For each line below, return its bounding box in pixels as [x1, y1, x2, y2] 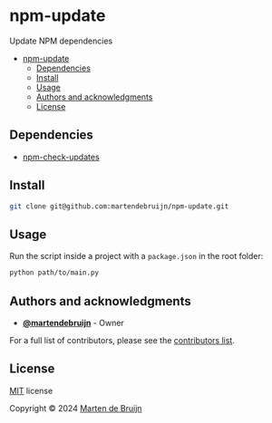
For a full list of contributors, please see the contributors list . [9, 334, 236, 345]
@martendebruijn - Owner [22, 317, 124, 328]
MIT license [9, 385, 53, 396]
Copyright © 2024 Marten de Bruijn [9, 402, 142, 413]
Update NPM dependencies [9, 35, 113, 46]
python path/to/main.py [9, 268, 100, 277]
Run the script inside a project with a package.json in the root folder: [9, 251, 264, 262]
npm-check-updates [22, 151, 100, 162]
